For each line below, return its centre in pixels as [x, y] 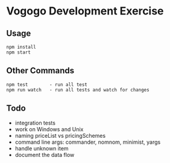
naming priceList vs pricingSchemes [60, 135]
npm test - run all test [47, 85]
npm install [21, 47]
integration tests [35, 123]
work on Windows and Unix [49, 129]
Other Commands [40, 71]
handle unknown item [42, 148]
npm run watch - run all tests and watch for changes [78, 90]
